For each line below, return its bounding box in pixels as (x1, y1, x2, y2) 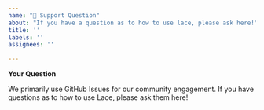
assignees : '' (8, 41, 55, 49)
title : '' (8, 26, 41, 34)
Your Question (8, 69, 57, 79)
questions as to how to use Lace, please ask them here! (8, 93, 189, 102)
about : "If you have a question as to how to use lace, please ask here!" (8, 19, 258, 27)
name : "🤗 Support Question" (8, 11, 101, 20)
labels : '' (8, 33, 44, 42)
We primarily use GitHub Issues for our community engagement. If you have (8, 84, 254, 94)
